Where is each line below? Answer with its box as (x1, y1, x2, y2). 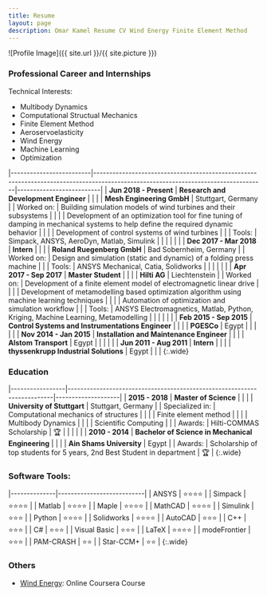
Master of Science (174, 393, 237, 402)
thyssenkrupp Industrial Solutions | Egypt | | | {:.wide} (8, 346, 190, 356)
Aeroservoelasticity (19, 127, 84, 136)
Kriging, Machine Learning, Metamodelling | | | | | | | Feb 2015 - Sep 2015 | (8, 312, 253, 322)
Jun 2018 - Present (108, 185, 174, 195)
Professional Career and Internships (8, 69, 151, 80)
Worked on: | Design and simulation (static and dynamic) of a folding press (8, 253, 253, 262)
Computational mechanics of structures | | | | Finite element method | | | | (8, 409, 248, 419)
